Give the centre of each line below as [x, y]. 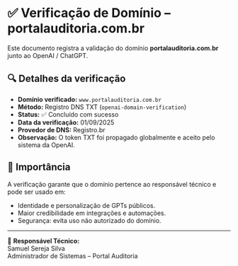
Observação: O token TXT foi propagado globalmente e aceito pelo [116, 137]
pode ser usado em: [36, 192]
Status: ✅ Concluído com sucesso [68, 114]
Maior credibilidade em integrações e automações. [92, 213]
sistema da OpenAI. [46, 145]
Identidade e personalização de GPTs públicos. [86, 205]
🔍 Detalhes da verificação [67, 79]
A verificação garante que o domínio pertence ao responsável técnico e [112, 184]
